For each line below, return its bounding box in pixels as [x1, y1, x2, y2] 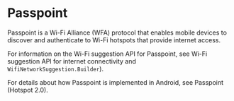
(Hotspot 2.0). [7, 85, 48, 94]
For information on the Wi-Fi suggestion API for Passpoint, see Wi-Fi [7, 49, 208, 58]
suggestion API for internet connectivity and [7, 57, 137, 65]
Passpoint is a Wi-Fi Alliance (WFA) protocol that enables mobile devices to [7, 28, 227, 37]
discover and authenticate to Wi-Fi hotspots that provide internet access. [7, 35, 221, 44]
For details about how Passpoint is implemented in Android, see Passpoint [7, 78, 224, 86]
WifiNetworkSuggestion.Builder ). [7, 64, 104, 73]
